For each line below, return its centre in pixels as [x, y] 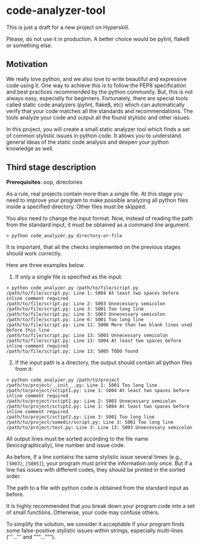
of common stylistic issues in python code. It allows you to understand [94, 135]
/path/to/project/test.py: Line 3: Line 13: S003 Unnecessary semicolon [99, 427]
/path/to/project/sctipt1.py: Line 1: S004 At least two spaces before [98, 390]
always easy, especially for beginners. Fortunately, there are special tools [97, 98]
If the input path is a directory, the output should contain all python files [104, 362]
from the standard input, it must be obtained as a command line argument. [98, 225]
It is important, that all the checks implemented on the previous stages [93, 247]
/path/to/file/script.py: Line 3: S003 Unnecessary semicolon [86, 314]
